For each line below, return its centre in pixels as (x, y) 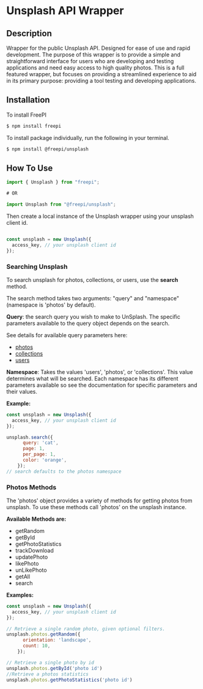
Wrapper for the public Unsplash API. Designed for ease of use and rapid (98, 48)
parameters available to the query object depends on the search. (88, 323)
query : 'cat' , (41, 443)
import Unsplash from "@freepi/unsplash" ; (61, 204)
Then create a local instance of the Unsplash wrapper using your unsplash (100, 216)
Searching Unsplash (37, 267)
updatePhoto (31, 557)
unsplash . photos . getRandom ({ (43, 634)
